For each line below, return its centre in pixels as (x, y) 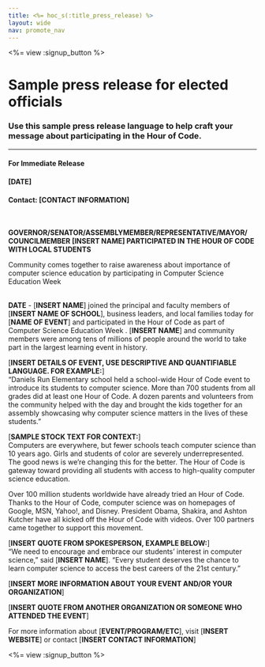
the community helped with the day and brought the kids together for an (125, 405)
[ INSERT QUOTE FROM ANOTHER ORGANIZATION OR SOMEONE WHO (125, 608)
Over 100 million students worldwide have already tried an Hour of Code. (126, 495)
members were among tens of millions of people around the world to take (127, 339)
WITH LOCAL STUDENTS (50, 249)
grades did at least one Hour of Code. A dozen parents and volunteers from (131, 396)
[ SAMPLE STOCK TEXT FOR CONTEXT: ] (75, 437)
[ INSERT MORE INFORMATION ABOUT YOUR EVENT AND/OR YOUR (120, 584)
